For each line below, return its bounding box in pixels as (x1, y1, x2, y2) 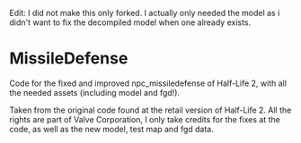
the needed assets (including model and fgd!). (9, 87, 181, 97)
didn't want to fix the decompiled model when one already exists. (9, 17, 252, 28)
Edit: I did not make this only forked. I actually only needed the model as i (9, 8, 280, 18)
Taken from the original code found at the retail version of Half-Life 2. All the (9, 105, 292, 115)
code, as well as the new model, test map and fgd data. (9, 123, 214, 134)
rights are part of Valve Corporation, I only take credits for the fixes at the (9, 114, 280, 124)
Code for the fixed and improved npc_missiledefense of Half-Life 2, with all (9, 78, 288, 88)
